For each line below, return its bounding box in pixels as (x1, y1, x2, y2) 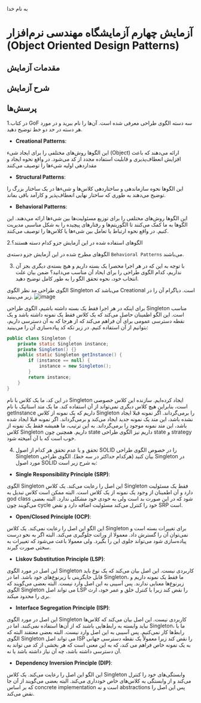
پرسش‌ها (7, 103, 37, 113)
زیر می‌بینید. (7, 293, 33, 300)
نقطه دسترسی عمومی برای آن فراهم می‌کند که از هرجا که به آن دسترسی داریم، (7, 317, 185, 325)
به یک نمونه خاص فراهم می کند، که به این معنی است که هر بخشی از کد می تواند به (7, 641, 191, 648)
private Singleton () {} (17, 346, 77, 353)
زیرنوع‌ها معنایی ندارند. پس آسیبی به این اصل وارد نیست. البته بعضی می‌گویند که (7, 579, 184, 587)
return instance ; (28, 374, 71, 380)
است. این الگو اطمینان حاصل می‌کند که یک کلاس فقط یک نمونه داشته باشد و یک (7, 311, 184, 318)
